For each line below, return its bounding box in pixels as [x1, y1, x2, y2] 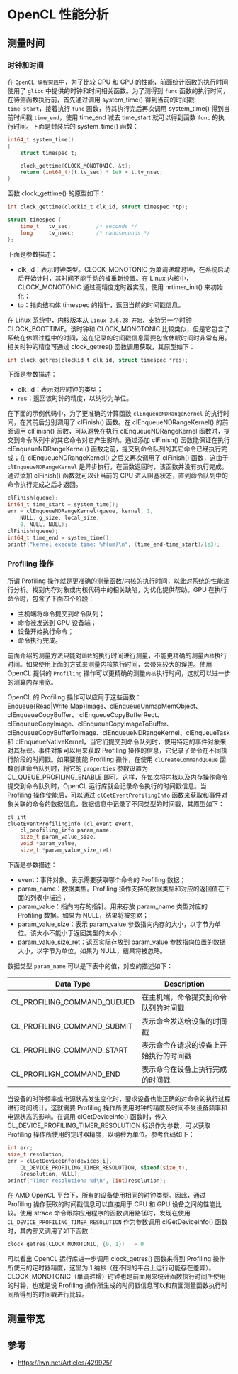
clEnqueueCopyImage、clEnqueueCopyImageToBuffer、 [7, 719, 174, 728]
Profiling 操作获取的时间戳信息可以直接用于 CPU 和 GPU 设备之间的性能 [7, 1200, 216, 1208]
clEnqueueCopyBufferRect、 [79, 710, 164, 719]
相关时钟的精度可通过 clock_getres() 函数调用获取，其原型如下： [7, 342, 195, 350]
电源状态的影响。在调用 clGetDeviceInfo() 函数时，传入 [7, 1112, 168, 1120]
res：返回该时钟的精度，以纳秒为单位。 [17, 394, 133, 402]
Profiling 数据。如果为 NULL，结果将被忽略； [17, 911, 149, 919]
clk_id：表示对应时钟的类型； [17, 385, 103, 394]
